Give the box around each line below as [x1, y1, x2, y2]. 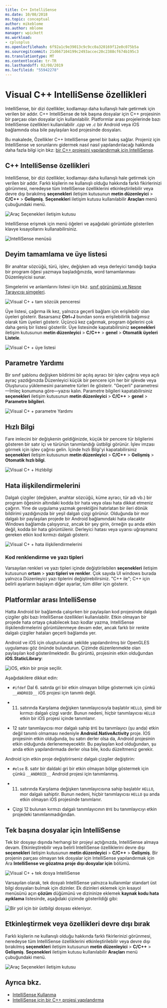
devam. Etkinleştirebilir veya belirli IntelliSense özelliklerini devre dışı [5, 844, 145, 850]
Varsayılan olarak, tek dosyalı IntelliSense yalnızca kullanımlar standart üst [5, 879, 157, 886]
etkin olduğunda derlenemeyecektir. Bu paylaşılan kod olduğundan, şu [12, 741, 157, 747]
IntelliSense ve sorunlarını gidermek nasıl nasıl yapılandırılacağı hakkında [5, 142, 154, 148]
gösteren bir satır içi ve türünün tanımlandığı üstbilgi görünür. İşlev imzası [5, 441, 155, 447]
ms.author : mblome [5, 26, 43, 31]
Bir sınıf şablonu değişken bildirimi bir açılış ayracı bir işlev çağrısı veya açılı [5, 372, 160, 378]
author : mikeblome [5, 21, 43, 26]
